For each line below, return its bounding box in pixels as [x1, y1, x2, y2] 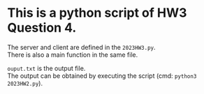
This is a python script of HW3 [7, 5, 187, 21]
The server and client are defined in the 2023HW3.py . [7, 43, 156, 51]
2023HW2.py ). [7, 79, 43, 87]
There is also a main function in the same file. [7, 51, 138, 59]
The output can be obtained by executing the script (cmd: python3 [7, 72, 197, 80]
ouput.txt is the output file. [7, 64, 86, 72]
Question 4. [7, 20, 77, 36]
